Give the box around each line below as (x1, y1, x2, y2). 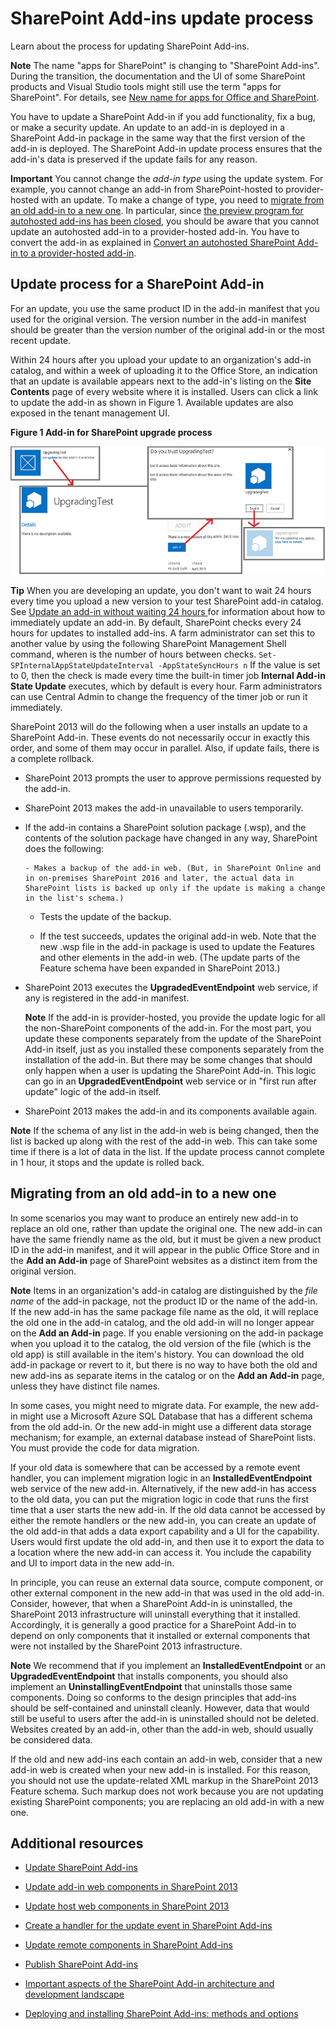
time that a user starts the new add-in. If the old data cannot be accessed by (10, 1503, 326, 1516)
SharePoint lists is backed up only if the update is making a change (24, 883, 326, 893)
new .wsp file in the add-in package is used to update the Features (39, 940, 315, 952)
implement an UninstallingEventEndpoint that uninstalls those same (10, 1680, 293, 1692)
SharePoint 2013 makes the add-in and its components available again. (24, 1105, 318, 1117)
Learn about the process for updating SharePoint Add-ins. (10, 40, 250, 52)
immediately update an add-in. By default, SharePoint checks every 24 (10, 616, 302, 628)
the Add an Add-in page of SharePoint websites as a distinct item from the (10, 1254, 318, 1266)
